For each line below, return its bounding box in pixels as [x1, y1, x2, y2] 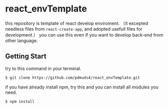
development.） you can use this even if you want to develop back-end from [5, 32, 163, 38]
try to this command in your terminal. [5, 65, 82, 71]
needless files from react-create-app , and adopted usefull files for [5, 26, 143, 32]
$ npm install [5, 99, 35, 104]
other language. [5, 37, 38, 43]
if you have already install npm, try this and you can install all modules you [5, 84, 159, 90]
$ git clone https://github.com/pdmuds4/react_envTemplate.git [5, 75, 140, 80]
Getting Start [5, 52, 47, 61]
